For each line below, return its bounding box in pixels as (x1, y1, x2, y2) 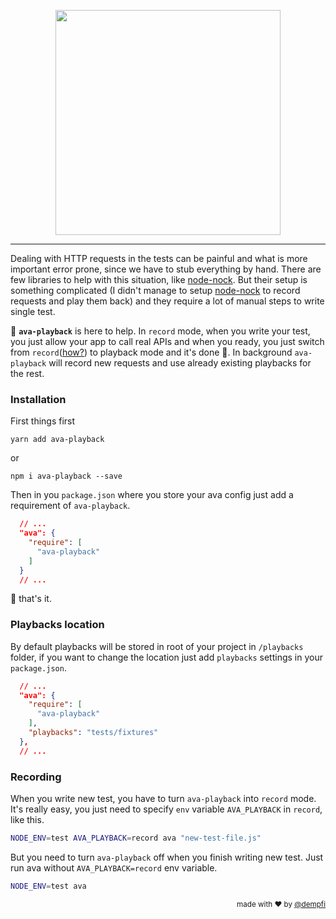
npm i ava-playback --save (10, 471, 123, 482)
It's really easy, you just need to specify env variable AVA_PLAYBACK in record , (10, 803, 323, 815)
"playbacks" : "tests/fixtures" (28, 728, 159, 738)
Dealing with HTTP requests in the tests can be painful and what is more (10, 253, 308, 264)
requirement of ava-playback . (10, 500, 131, 512)
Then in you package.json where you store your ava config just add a (10, 489, 294, 501)
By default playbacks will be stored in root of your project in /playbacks (10, 640, 304, 652)
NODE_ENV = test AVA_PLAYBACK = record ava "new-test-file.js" (10, 833, 262, 844)
